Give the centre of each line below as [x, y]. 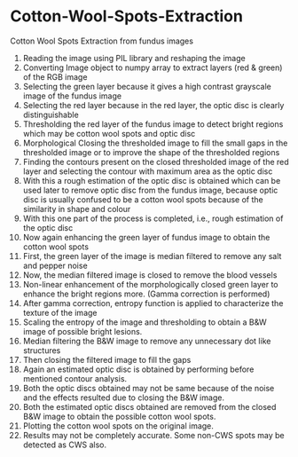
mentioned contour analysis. [75, 378]
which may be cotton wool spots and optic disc [109, 133]
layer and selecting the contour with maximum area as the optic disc [148, 171]
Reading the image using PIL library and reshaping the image [134, 58]
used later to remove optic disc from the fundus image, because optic [150, 190]
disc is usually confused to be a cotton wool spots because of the [143, 199]
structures [42, 350]
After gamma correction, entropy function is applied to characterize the [153, 303]
